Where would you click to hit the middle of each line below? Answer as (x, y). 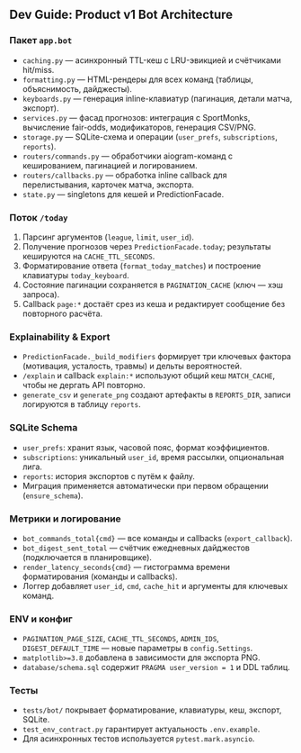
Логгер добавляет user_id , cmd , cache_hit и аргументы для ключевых (155, 585)
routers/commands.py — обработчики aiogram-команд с (128, 156)
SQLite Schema (44, 428)
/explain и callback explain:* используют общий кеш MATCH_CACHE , (149, 376)
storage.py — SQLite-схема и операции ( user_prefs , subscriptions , (150, 136)
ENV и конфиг (41, 619)
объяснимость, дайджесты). (77, 88)
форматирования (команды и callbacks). (100, 576)
